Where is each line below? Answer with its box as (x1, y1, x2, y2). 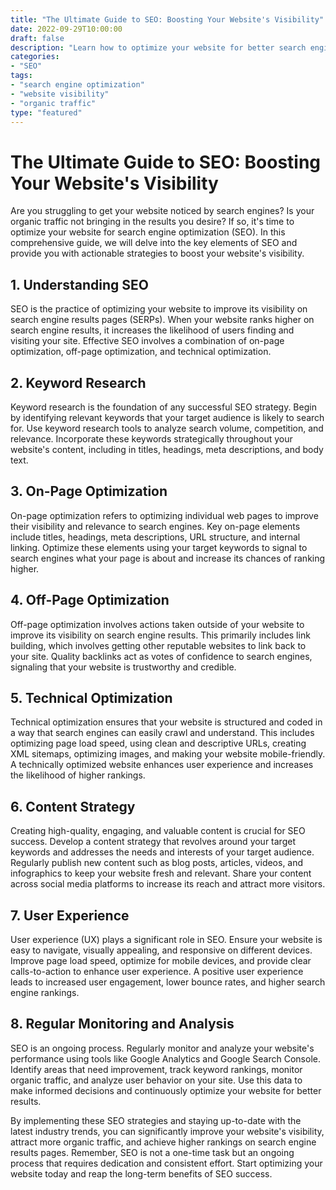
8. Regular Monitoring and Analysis (10, 1016, 235, 1033)
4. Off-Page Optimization (10, 592, 170, 609)
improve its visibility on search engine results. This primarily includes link (10, 629, 311, 641)
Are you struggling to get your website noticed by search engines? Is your (10, 205, 315, 217)
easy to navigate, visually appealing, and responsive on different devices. (10, 944, 313, 956)
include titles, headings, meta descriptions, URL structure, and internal (10, 531, 301, 543)
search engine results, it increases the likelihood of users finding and (10, 324, 295, 336)
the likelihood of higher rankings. (10, 769, 146, 781)
